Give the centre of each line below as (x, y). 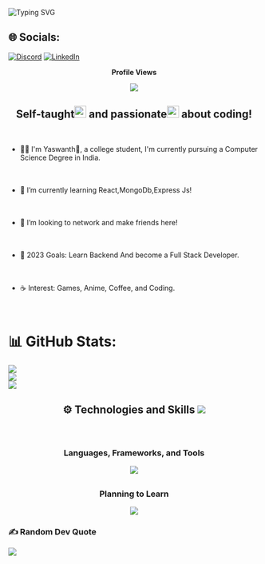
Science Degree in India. (60, 157)
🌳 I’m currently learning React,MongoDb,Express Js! (106, 190)
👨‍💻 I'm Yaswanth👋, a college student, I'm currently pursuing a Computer (138, 149)
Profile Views (134, 72)
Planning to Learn (134, 494)
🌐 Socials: (34, 37)
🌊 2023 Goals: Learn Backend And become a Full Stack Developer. (129, 255)
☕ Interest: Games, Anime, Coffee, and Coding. (97, 288)
